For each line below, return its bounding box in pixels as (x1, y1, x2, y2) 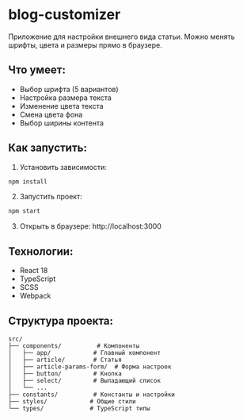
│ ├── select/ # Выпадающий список (8, 376, 161, 384)
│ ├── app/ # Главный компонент (8, 349, 161, 356)
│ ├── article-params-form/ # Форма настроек (8, 363, 172, 371)
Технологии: (8, 245, 74, 258)
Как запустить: (8, 141, 87, 155)
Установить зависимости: (19, 162, 107, 171)
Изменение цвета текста (19, 101, 104, 110)
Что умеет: (8, 64, 66, 77)
